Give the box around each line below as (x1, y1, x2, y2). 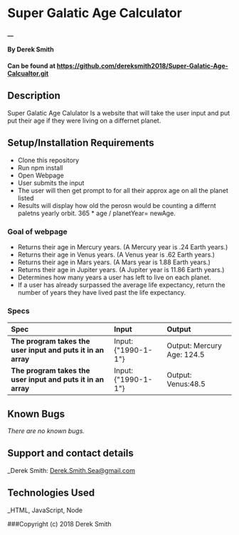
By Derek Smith (7, 45, 55, 54)
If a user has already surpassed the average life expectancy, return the (17, 280, 225, 289)
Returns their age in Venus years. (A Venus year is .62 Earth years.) (17, 250, 216, 259)
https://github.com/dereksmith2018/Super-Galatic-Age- (56, 61, 229, 70)
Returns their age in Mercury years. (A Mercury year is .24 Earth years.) (17, 242, 228, 251)
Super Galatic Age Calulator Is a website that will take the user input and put (7, 108, 230, 117)
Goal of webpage (7, 227, 68, 237)
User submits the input (17, 178, 85, 187)
